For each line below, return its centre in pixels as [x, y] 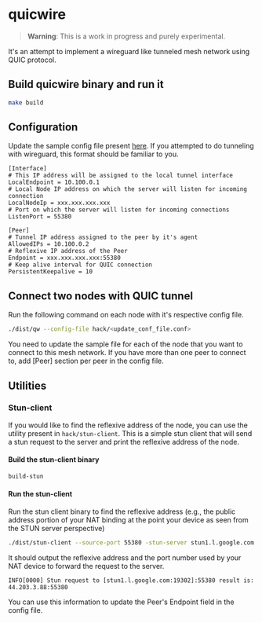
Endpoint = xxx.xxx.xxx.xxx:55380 [65, 258]
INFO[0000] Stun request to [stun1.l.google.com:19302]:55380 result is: [131, 580]
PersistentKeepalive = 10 [50, 272]
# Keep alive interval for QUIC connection [80, 265]
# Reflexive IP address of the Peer [68, 251]
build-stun [26, 477]
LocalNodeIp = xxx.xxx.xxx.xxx [59, 203]
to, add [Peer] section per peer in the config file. [86, 361]
